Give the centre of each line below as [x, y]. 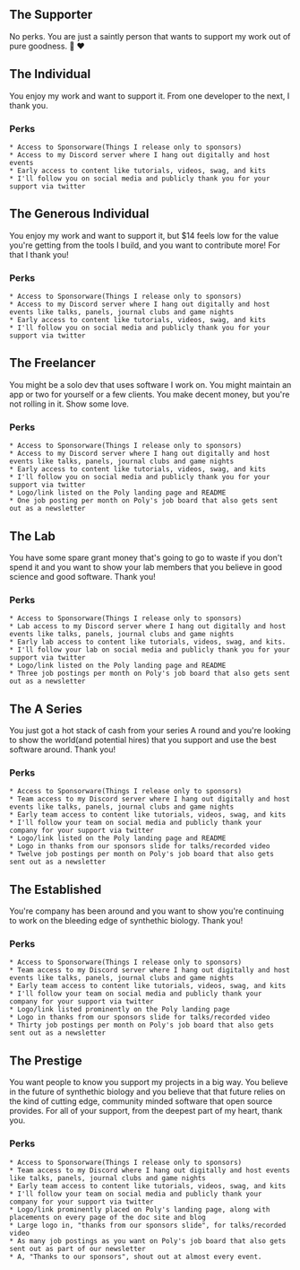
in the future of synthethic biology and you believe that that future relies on [147, 1092]
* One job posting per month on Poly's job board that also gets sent [144, 501]
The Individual [50, 74]
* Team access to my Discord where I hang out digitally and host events [150, 1170]
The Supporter [51, 15]
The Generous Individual [79, 214]
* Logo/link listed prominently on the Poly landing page [120, 1010]
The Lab [32, 536]
